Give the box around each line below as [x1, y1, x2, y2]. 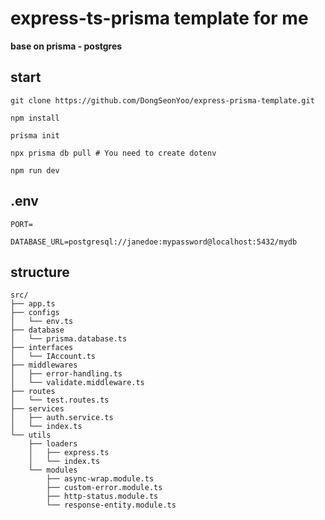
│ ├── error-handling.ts [10, 369, 123, 379]
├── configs [10, 308, 60, 318]
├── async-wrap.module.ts [46, 474, 155, 484]
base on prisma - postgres [10, 40, 123, 52]
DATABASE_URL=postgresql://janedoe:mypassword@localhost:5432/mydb [10, 237, 298, 247]
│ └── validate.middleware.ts [10, 378, 145, 388]
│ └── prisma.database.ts [10, 334, 128, 344]
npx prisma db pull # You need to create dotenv [10, 148, 217, 158]
